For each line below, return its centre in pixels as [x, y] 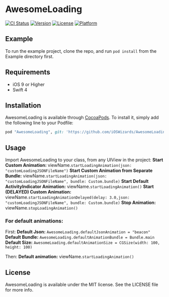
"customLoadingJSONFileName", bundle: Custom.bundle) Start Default [77, 181]
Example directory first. [29, 56]
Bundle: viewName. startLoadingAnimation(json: [56, 176]
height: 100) [19, 247]
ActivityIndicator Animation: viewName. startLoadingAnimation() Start [80, 186]
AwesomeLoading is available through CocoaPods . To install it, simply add [82, 118]
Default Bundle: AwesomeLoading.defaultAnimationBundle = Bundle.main [80, 237]
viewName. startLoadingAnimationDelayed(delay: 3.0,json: [67, 197]
